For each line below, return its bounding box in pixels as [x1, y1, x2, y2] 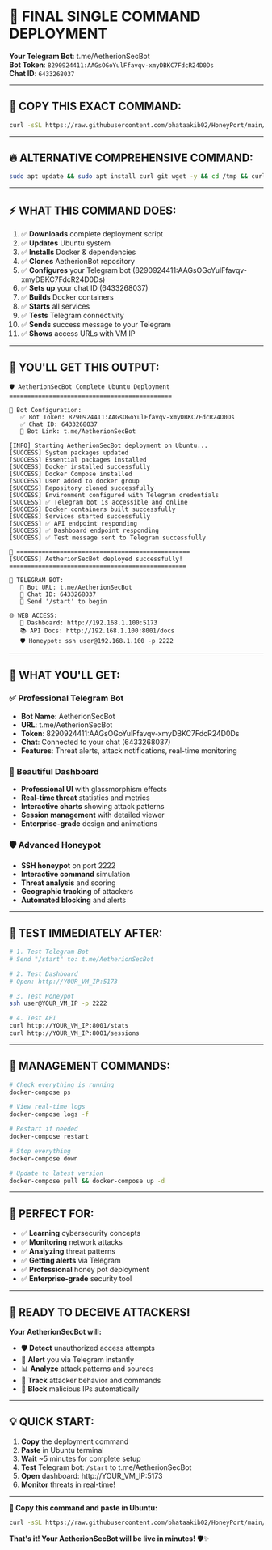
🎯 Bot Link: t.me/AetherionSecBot [19, 427, 136, 436]
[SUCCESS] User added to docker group [9, 477, 140, 485]
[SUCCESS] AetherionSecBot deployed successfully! [9, 555, 183, 563]
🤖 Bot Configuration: [9, 406, 82, 414]
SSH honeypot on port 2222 [20, 861, 116, 871]
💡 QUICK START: [9, 1415, 95, 1429]
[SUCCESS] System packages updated [9, 449, 129, 457]
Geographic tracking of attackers [20, 887, 134, 896]
